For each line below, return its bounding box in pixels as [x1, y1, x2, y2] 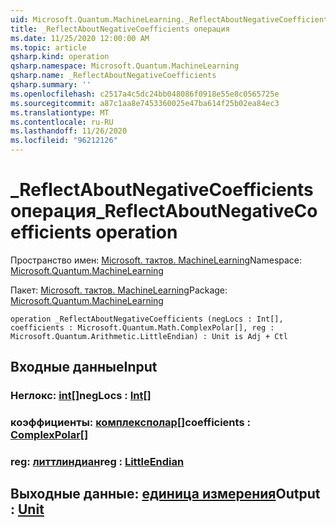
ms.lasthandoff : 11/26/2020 [10, 126, 128, 136]
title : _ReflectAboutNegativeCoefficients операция [10, 24, 230, 34]
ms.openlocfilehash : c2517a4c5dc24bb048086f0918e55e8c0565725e [10, 89, 280, 99]
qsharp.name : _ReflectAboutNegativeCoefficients [10, 71, 217, 81]
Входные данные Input [10, 359, 158, 376]
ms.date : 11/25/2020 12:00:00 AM [10, 33, 150, 43]
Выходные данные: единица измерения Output [10, 486, 321, 503]
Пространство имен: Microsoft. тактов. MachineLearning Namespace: [10, 254, 303, 266]
